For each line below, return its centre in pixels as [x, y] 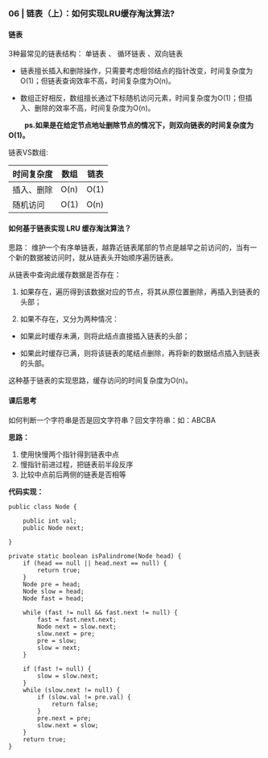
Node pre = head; [52, 584]
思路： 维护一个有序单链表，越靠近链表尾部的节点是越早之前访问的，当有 [129, 247]
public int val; [50, 521]
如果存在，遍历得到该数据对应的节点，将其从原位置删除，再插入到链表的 [140, 292]
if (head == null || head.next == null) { [95, 563]
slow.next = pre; [66, 634]
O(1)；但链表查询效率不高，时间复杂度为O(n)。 [97, 81]
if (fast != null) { [57, 669]
